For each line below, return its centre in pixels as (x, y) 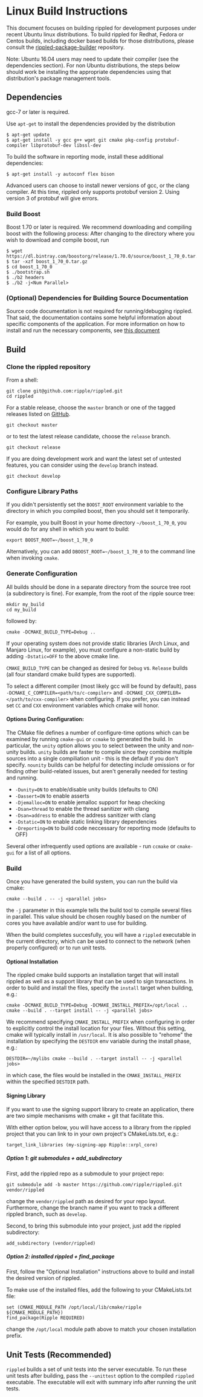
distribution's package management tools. (59, 78)
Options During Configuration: (45, 719)
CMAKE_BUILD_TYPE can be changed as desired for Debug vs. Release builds (97, 668)
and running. (22, 778)
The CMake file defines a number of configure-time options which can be (98, 732)
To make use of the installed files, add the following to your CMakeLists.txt (99, 1290)
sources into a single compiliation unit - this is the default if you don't (92, 758)
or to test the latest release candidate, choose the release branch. (89, 437)
